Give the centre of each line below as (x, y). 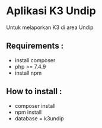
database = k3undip (39, 118)
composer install (35, 105)
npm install (28, 112)
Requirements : (35, 46)
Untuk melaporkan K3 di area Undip (50, 27)
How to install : (34, 92)
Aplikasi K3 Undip (51, 11)
